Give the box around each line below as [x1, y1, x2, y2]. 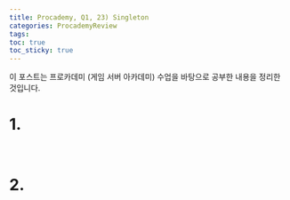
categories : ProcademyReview [9, 21, 117, 30]
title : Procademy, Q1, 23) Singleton [9, 12, 149, 22]
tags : [9, 29, 29, 38]
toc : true [9, 37, 46, 47]
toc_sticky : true [9, 46, 74, 55]
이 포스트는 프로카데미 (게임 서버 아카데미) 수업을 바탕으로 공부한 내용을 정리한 [9, 72, 281, 83]
